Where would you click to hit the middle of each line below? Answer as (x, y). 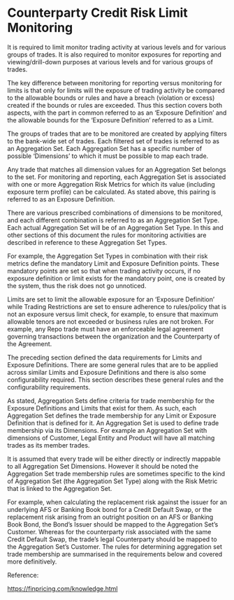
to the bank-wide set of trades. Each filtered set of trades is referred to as (114, 141)
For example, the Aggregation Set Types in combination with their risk (108, 256)
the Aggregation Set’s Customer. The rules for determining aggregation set (115, 546)
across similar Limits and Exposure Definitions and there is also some (107, 372)
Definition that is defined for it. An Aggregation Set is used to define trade (113, 423)
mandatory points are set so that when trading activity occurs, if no (104, 271)
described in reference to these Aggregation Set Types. (87, 242)
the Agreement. (30, 343)
